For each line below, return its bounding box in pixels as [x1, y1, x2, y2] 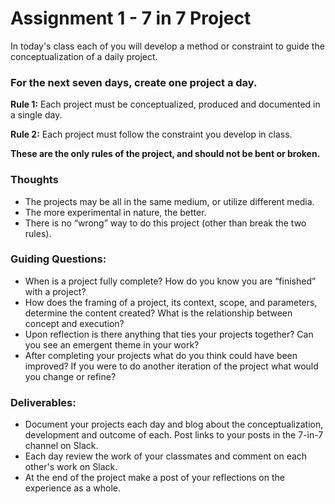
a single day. [10, 109, 63, 121]
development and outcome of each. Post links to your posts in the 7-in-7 [24, 429, 324, 441]
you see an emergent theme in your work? [24, 338, 200, 351]
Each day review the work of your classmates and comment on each [24, 450, 308, 462]
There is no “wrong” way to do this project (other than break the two [24, 217, 307, 229]
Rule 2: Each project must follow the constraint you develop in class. [10, 128, 293, 141]
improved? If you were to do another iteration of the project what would [24, 360, 319, 372]
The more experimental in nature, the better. [24, 206, 207, 218]
